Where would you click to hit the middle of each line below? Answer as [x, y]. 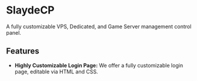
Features [23, 51]
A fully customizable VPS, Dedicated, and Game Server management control [99, 26]
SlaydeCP [30, 10]
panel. [14, 32]
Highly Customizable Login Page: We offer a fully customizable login [99, 65]
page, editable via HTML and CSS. [56, 72]
